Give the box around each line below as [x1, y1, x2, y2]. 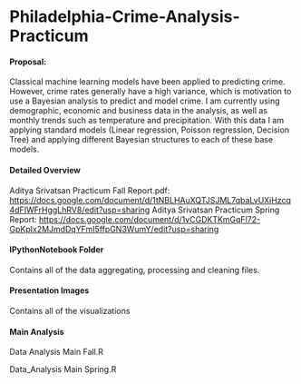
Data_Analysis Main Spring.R [9, 364, 117, 375]
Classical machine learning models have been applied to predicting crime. [9, 76, 286, 87]
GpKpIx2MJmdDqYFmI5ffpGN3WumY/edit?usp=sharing [9, 223, 219, 234]
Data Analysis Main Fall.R [9, 347, 104, 358]
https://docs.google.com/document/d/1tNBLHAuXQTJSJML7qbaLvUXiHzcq [9, 194, 292, 205]
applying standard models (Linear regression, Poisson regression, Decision [9, 124, 290, 135]
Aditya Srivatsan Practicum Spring [151, 204, 280, 215]
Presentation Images [9, 285, 90, 296]
